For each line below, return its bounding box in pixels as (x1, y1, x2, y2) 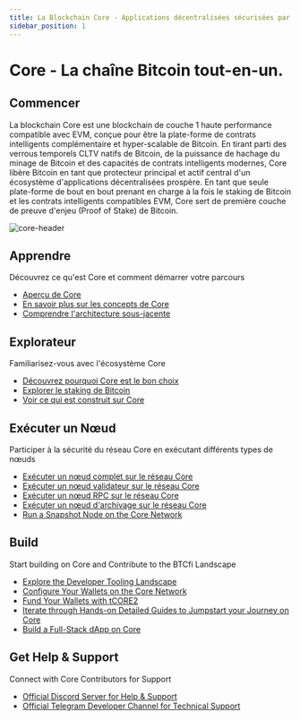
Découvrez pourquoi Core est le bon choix (21, 375, 179, 386)
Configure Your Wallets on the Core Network (21, 586, 187, 596)
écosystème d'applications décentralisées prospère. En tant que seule (9, 176, 269, 187)
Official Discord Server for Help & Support (21, 690, 177, 701)
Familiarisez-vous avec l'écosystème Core (9, 358, 166, 369)
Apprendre (9, 248, 72, 263)
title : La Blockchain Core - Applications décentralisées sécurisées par (9, 13, 291, 22)
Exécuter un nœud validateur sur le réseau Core (21, 480, 200, 491)
